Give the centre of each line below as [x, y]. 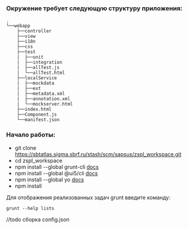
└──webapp [18, 26]
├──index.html [34, 109]
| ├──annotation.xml [43, 99]
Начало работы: [31, 135]
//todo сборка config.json [38, 219]
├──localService [37, 78]
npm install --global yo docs [49, 180]
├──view [26, 36]
